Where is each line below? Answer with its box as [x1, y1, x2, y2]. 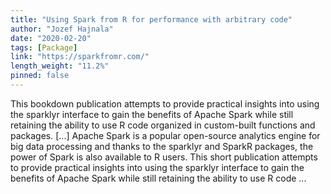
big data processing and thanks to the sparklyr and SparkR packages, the [10, 140, 314, 152]
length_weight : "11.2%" [10, 61, 110, 71]
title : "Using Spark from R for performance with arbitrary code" [10, 14, 293, 25]
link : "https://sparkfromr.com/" [10, 52, 150, 62]
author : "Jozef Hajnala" [10, 24, 114, 34]
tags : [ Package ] [10, 42, 78, 53]
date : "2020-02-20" [10, 33, 92, 43]
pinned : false [10, 71, 70, 81]
